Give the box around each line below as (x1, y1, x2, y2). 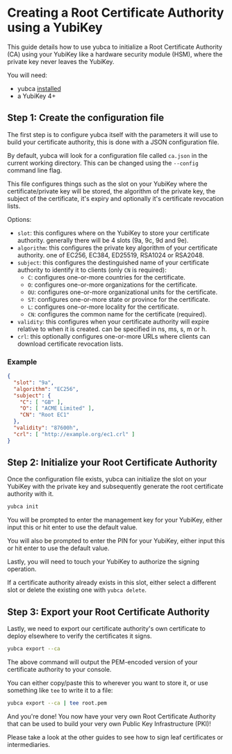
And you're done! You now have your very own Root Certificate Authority (7, 712, 216, 721)
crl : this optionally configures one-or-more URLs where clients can (17, 332, 210, 340)
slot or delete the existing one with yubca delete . (7, 586, 147, 594)
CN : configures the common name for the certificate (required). (27, 310, 207, 318)
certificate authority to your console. (7, 666, 112, 674)
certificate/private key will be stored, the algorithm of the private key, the (7, 186, 216, 195)
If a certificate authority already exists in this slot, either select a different (7, 579, 217, 587)
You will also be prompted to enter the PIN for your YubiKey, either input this (7, 537, 225, 545)
